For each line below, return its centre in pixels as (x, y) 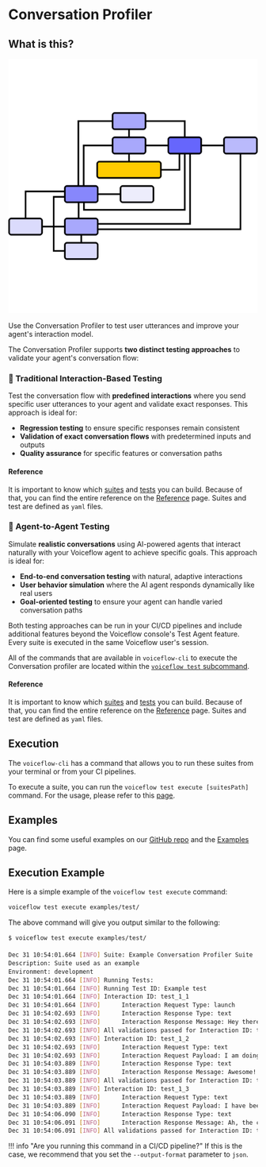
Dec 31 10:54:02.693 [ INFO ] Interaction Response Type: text (120, 1014)
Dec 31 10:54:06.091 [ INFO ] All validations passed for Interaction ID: (131, 1131)
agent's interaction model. (51, 334)
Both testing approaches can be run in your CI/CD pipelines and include (125, 625)
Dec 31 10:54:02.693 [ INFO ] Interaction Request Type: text (118, 1047)
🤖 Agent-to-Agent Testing (59, 527)
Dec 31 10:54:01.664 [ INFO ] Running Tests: (81, 980)
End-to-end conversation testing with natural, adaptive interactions (131, 576)
